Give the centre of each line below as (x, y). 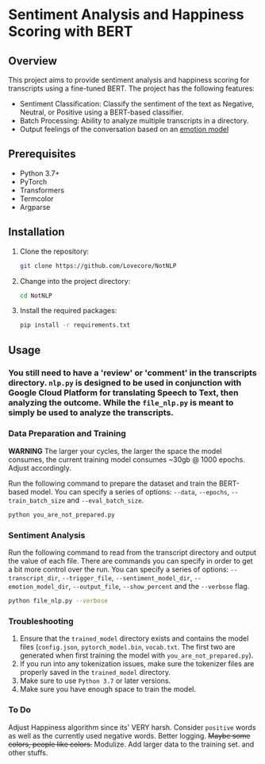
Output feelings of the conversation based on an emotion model (124, 129)
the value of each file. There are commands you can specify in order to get (131, 561)
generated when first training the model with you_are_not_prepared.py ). (136, 655)
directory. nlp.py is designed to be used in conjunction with (125, 382)
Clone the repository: (54, 251)
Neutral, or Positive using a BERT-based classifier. (102, 112)
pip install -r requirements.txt (75, 325)
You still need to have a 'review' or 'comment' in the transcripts (132, 373)
